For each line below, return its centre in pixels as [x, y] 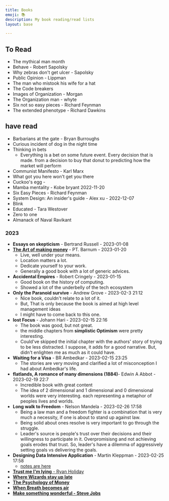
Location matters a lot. [44, 260]
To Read [18, 49]
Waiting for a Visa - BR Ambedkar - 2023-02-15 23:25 [70, 358]
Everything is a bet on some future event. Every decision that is [87, 155]
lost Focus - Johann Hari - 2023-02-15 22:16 [60, 320]
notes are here [35, 466]
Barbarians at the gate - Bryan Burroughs [56, 139]
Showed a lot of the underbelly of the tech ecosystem [77, 287]
